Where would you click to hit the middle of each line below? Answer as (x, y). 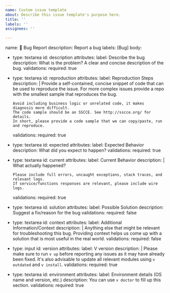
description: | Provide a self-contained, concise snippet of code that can (88, 84)
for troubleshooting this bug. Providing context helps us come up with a (87, 233)
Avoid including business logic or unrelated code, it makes (78, 104)
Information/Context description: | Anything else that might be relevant (86, 228)
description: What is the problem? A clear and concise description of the (88, 63)
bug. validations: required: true (45, 68)
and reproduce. (29, 126)
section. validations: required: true (48, 285)
